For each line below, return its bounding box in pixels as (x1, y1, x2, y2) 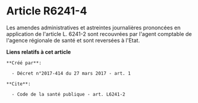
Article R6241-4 (6, 4, 88, 18)
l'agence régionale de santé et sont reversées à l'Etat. (6, 37, 140, 44)
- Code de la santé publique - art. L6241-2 (11, 91, 126, 97)
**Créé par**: (6, 60, 42, 66)
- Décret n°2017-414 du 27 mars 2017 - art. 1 (11, 70, 131, 76)
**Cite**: (6, 81, 31, 87)
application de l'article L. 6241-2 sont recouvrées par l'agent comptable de (6, 30, 192, 37)
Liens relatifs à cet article (6, 48, 71, 55)
